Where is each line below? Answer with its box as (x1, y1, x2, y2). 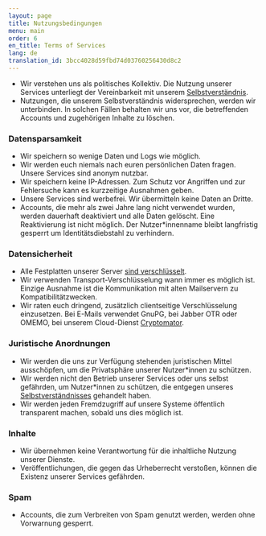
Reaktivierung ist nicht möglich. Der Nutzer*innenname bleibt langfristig (19, 220, 259, 229)
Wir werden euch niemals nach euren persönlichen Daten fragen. (19, 160, 236, 170)
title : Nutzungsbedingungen (8, 19, 103, 27)
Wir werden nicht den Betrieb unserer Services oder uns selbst (19, 373, 229, 383)
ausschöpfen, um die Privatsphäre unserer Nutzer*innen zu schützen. (19, 365, 252, 374)
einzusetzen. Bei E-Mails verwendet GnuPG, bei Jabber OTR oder (19, 309, 238, 319)
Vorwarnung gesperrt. (19, 518, 94, 528)
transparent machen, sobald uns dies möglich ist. (19, 407, 183, 417)
